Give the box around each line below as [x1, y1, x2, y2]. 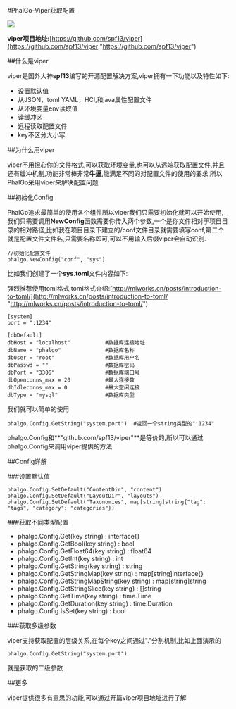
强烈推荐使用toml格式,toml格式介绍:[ [7, 284, 113, 292]
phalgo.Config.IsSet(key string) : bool [17, 607, 126, 615]
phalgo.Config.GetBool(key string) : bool [17, 539, 135, 548]
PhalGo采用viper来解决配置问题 [7, 178, 99, 187]
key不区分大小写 [17, 131, 66, 139]
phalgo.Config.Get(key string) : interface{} [17, 532, 140, 540]
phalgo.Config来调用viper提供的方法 [7, 442, 113, 451]
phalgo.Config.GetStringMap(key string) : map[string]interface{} [17, 570, 204, 577]
